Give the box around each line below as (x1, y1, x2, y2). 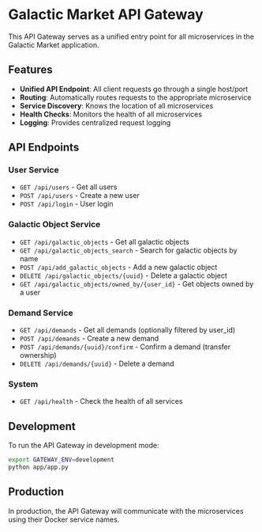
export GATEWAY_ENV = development (8, 456, 114, 464)
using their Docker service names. (8, 515, 120, 524)
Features (8, 63, 53, 77)
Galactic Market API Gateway (8, 6, 204, 24)
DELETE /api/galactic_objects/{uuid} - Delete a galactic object (19, 271, 227, 280)
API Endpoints (8, 141, 80, 154)
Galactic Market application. (8, 40, 99, 49)
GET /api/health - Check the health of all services (19, 397, 183, 406)
